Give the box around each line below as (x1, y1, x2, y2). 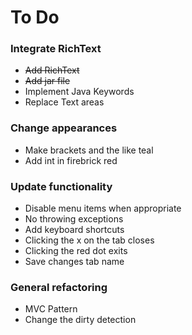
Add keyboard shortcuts (24, 224, 125, 236)
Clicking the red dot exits (24, 245, 128, 257)
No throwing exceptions (24, 213, 124, 225)
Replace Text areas (24, 96, 105, 108)
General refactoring (10, 281, 108, 294)
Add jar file (24, 75, 71, 87)
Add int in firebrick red (24, 154, 118, 166)
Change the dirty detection (24, 314, 137, 326)
